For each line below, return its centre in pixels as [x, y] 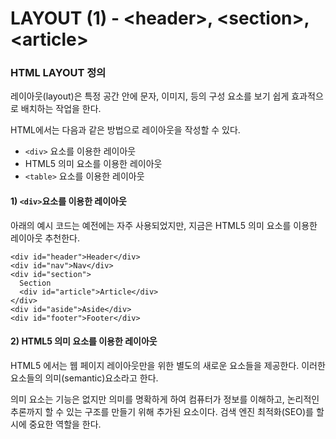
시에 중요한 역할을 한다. [56, 424]
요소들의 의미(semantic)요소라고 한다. [84, 378]
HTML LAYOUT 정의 [58, 73]
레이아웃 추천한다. [45, 238]
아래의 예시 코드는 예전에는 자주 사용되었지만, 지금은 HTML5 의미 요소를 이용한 [164, 225]
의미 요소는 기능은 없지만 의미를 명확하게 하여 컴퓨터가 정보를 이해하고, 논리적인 [165, 399]
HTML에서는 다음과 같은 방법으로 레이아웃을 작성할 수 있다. [125, 130]
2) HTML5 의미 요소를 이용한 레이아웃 [84, 341]
